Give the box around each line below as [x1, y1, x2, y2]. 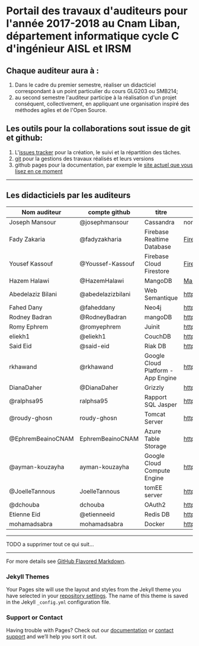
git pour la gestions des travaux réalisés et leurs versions [14, 155, 154, 162]
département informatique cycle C [6, 30, 179, 43]
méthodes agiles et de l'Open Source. [14, 107, 107, 113]
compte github [88, 208, 130, 216]
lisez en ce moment [14, 167, 63, 174]
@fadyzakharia [79, 235, 122, 243]
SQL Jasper [144, 400, 178, 409]
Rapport [144, 393, 167, 401]
